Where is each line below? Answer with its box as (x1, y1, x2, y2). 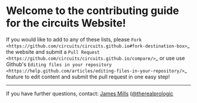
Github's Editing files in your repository (6, 60, 112, 68)
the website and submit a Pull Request (6, 48, 100, 55)
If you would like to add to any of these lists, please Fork (6, 36, 142, 43)
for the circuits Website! (6, 16, 126, 30)
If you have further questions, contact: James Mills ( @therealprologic (6, 90, 174, 97)
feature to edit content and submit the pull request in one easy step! (6, 73, 170, 80)
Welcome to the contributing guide (6, 4, 179, 18)
